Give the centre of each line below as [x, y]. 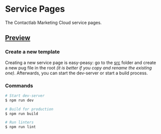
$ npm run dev [20, 100]
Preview [18, 38]
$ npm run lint [21, 127]
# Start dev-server [25, 96]
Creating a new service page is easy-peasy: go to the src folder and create [81, 63]
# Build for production [29, 109]
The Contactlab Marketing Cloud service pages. [53, 22]
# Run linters [20, 123]
